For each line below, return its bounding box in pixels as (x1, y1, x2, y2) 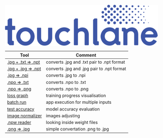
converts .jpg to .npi (46, 72, 86, 78)
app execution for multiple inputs (46, 99, 112, 105)
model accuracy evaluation (46, 106, 100, 112)
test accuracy (7, 106, 35, 112)
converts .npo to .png (46, 86, 89, 92)
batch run (7, 99, 27, 105)
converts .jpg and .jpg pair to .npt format (46, 66, 126, 72)
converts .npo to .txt (46, 79, 86, 85)
